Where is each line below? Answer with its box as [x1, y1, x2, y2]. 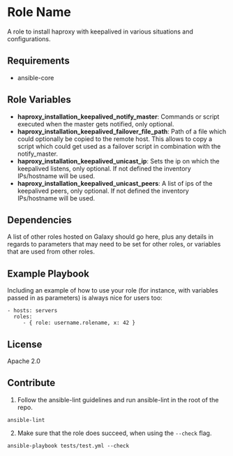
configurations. [7, 34, 51, 43]
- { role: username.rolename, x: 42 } [22, 319, 136, 327]
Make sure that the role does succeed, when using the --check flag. [17, 429, 212, 437]
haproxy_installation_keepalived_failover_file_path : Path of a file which [17, 127, 227, 135]
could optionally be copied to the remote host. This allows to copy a [17, 134, 213, 143]
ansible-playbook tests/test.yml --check [7, 442, 130, 449]
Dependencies [7, 214, 72, 226]
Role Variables [7, 94, 71, 105]
